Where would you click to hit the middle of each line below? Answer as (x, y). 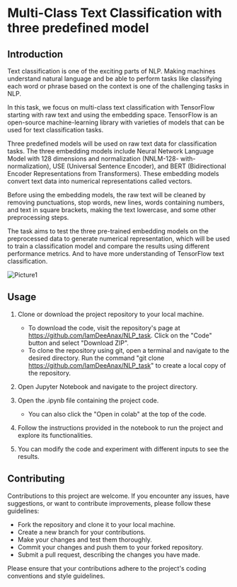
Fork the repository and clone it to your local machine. (96, 524)
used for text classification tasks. (56, 130)
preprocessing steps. (38, 217)
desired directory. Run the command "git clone (96, 358)
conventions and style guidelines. (56, 576)
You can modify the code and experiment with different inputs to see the (123, 449)
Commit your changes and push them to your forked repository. (110, 547)
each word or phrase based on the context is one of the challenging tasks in (118, 86)
